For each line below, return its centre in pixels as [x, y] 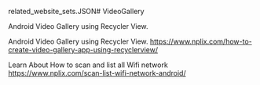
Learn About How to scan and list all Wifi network [88, 65]
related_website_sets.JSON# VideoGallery [76, 11]
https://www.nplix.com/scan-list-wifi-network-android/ [97, 73]
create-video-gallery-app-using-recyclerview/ [83, 50]
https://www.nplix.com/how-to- [201, 41]
